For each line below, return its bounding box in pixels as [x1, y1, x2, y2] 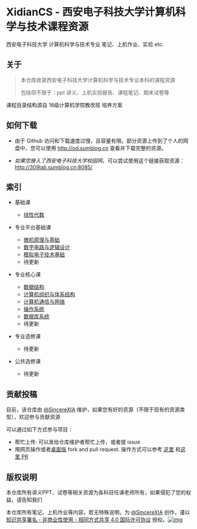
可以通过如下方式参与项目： [6, 426, 74, 433]
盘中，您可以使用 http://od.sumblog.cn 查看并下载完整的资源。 [14, 144, 166, 151]
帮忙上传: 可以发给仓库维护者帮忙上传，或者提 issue [14, 438, 141, 445]
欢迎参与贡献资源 [18, 414, 61, 421]
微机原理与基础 [23, 236, 60, 243]
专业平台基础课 [14, 224, 51, 231]
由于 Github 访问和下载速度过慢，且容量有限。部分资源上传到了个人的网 [14, 137, 189, 144]
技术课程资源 [26, 20, 89, 34]
